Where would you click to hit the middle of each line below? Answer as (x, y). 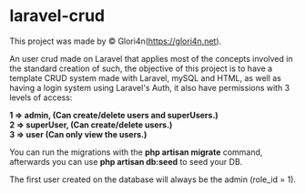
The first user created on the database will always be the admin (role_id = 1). (153, 179)
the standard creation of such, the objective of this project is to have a (141, 68)
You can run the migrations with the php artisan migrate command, (136, 152)
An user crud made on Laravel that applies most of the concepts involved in (151, 58)
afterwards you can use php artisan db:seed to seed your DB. (126, 161)
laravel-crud (57, 16)
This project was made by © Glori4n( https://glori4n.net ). (116, 41)
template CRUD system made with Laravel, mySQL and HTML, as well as (146, 77)
